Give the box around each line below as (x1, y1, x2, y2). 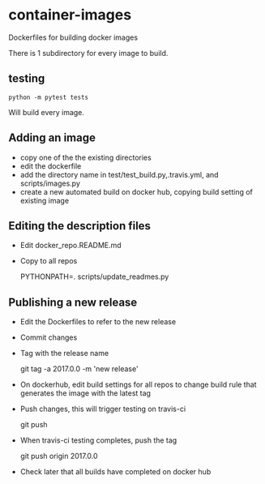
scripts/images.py (19, 178, 81, 188)
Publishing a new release (8, 295, 138, 309)
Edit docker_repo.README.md (19, 241, 122, 251)
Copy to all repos (19, 256, 78, 266)
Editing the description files (8, 219, 152, 233)
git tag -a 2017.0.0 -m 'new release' (19, 364, 139, 374)
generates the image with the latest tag (19, 388, 152, 398)
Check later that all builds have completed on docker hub (19, 467, 212, 477)
